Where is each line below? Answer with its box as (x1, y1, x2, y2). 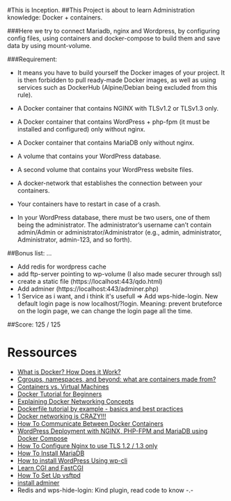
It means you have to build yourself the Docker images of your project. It (17, 69, 225, 77)
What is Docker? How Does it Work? (17, 367, 122, 376)
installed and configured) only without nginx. (17, 125, 146, 133)
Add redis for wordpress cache (17, 262, 106, 271)
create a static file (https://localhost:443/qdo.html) (17, 278, 163, 285)
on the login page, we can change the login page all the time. (17, 307, 193, 315)
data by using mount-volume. (7, 42, 92, 49)
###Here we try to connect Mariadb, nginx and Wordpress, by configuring (7, 27, 221, 35)
